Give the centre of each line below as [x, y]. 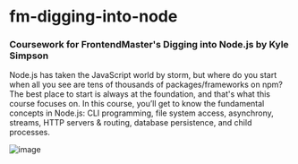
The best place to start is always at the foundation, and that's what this [140, 94]
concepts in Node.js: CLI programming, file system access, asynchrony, [142, 113]
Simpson [29, 56]
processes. [30, 133]
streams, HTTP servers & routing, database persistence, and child [131, 123]
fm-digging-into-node [94, 17]
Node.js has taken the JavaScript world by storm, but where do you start [143, 75]
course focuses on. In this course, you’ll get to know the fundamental [137, 104]
